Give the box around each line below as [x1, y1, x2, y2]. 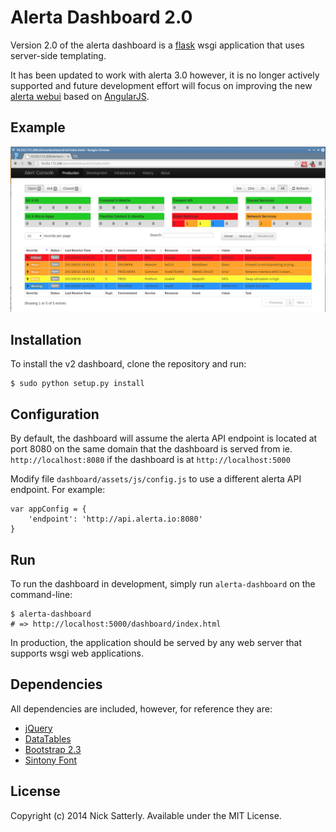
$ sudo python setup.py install [10, 379, 145, 389]
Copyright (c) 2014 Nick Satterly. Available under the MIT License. [10, 809, 282, 821]
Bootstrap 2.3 [24, 743, 82, 755]
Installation [10, 331, 82, 348]
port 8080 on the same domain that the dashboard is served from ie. [10, 443, 293, 455]
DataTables [24, 732, 72, 745]
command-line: [10, 588, 73, 600]
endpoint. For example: [10, 484, 106, 496]
